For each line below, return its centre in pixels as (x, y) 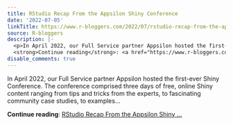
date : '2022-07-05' (35, 20)
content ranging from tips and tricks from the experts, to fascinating (104, 93)
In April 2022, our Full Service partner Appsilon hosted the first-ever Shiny (113, 78)
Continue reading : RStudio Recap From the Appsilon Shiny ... (95, 114)
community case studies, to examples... (64, 101)
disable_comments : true (42, 59)
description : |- (31, 40)
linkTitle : (23, 26)
